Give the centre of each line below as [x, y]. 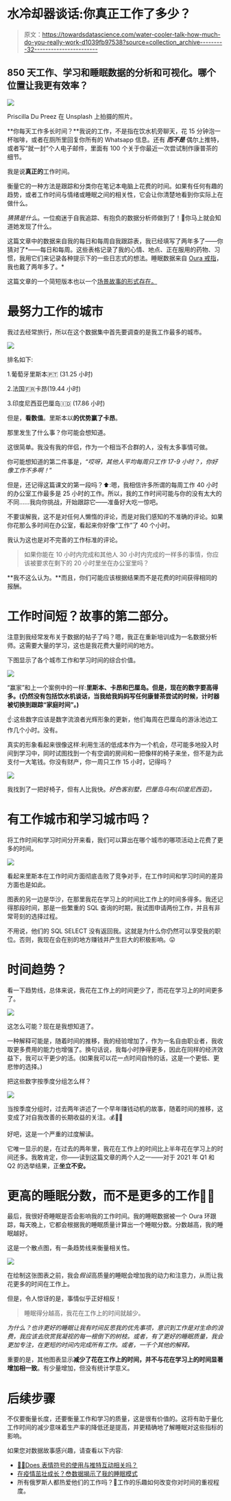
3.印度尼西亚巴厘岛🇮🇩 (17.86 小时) [56, 403]
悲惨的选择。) [25, 1066]
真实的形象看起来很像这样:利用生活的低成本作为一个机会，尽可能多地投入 [110, 744]
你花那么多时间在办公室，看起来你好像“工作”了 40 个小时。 [90, 525]
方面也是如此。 [28, 884]
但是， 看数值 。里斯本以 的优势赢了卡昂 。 [64, 418]
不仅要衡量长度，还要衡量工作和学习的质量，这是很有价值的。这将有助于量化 [115, 1419]
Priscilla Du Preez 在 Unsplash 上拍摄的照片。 [72, 116]
